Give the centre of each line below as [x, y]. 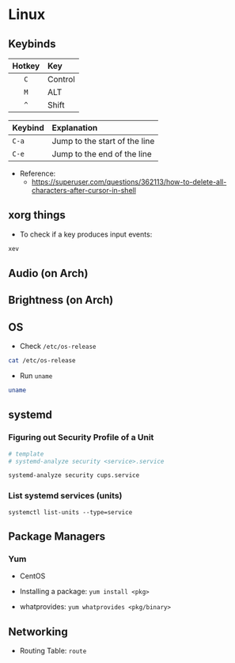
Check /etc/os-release [58, 347]
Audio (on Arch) [48, 273]
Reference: [38, 173]
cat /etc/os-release [42, 361]
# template [26, 454]
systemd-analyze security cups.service [74, 475]
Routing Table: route [53, 651]
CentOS [32, 576]
